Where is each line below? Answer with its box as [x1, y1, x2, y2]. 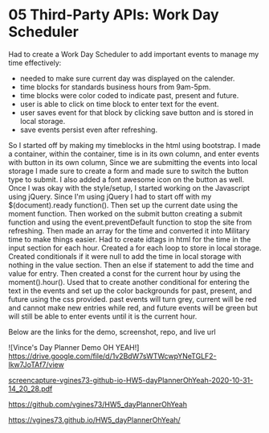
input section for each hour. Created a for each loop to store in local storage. [8, 243, 262, 253]
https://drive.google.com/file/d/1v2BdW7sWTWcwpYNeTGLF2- [8, 351, 217, 361]
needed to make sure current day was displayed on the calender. [19, 73, 235, 83]
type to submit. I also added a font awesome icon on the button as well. [8, 175, 245, 184]
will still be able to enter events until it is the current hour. [8, 311, 198, 321]
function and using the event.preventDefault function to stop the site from [8, 217, 252, 227]
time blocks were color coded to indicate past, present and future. [19, 90, 239, 100]
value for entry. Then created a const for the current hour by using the [8, 268, 241, 278]
